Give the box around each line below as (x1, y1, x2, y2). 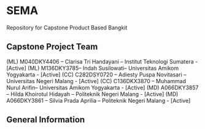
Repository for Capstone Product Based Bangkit (6, 24, 128, 31)
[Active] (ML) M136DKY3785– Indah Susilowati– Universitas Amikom (6, 64, 179, 72)
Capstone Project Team (6, 42, 98, 52)
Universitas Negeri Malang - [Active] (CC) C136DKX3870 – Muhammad (6, 77, 186, 84)
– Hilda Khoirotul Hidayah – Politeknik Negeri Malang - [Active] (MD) (6, 90, 179, 98)
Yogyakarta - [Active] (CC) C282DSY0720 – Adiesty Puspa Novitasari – (6, 71, 187, 78)
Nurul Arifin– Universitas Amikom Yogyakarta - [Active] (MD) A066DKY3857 (6, 84, 199, 91)
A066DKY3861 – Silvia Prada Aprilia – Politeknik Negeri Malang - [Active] (6, 97, 191, 104)
